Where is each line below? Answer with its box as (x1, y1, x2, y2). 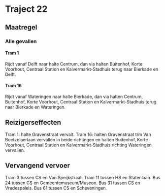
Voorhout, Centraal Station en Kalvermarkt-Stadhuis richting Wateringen (5, 142, 152, 148)
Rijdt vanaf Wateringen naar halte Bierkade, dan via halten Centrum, (5, 94, 143, 99)
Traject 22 (5, 3, 48, 15)
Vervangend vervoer (5, 162, 70, 170)
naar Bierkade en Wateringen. (5, 104, 66, 110)
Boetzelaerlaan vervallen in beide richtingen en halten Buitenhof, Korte (5, 136, 148, 142)
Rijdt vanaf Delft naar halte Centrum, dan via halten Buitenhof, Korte (5, 61, 143, 67)
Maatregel (5, 23, 37, 32)
